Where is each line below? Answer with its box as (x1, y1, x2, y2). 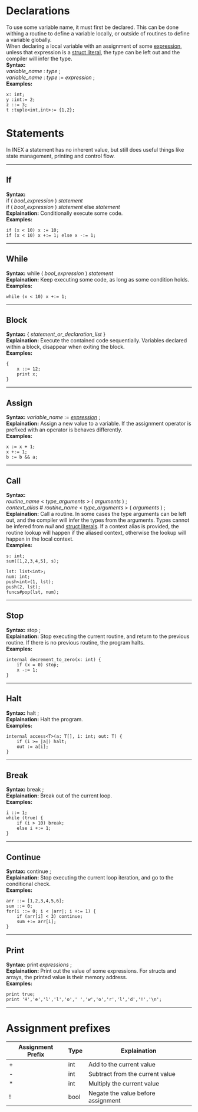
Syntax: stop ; (6, 626, 41, 633)
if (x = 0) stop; (16, 662, 60, 668)
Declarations (6, 4, 70, 18)
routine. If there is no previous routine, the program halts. (6, 639, 145, 646)
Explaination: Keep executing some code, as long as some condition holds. (6, 276, 190, 283)
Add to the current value (88, 1060, 156, 1068)
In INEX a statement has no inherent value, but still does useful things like (6, 146, 184, 153)
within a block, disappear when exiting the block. (6, 344, 125, 351)
